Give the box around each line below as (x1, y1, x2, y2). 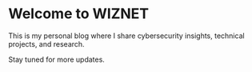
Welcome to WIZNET (8, 5, 150, 23)
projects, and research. (8, 39, 86, 48)
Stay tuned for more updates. (8, 55, 106, 64)
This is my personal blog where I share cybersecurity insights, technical (8, 31, 246, 40)
